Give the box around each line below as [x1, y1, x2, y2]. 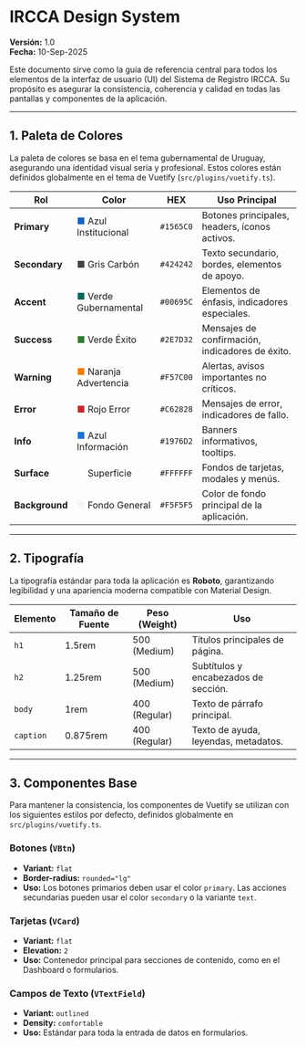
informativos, [201, 435, 258, 447]
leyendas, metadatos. [191, 735, 284, 748]
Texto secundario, [201, 246, 280, 259]
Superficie [87, 466, 132, 479]
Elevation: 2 [22, 945, 68, 956]
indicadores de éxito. [201, 344, 291, 357]
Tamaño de [69, 606, 119, 619]
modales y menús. [201, 472, 280, 485]
